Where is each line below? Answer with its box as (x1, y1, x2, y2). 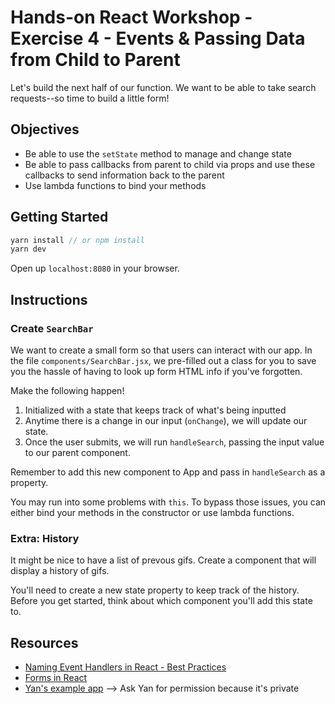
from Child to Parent (10, 49, 181, 71)
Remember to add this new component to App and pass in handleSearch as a (10, 466, 326, 478)
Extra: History (10, 531, 80, 545)
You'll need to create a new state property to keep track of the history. (10, 584, 300, 596)
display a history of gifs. (10, 565, 110, 577)
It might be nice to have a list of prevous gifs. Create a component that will (10, 554, 317, 566)
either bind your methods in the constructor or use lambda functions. (10, 507, 295, 518)
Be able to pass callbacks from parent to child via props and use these (24, 158, 316, 170)
